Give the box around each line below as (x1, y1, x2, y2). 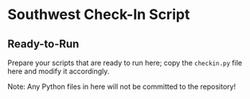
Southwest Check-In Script (7, 6, 190, 24)
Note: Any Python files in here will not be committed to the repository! (7, 82, 236, 91)
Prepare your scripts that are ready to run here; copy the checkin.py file (7, 58, 243, 67)
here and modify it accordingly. (7, 67, 110, 76)
